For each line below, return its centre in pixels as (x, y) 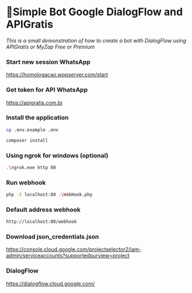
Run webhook (26, 182)
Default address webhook (43, 209)
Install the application (37, 118)
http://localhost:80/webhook (41, 222)
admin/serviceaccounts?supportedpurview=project (68, 256)
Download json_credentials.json (53, 237)
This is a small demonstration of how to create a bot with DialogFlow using (96, 40)
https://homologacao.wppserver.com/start (57, 75)
